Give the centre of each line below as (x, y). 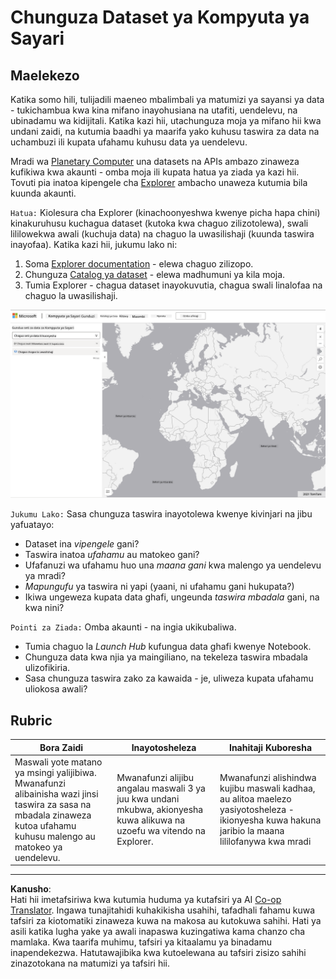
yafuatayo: (32, 525)
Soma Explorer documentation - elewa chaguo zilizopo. (139, 264)
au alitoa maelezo (255, 799)
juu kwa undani (148, 799)
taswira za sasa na (53, 804)
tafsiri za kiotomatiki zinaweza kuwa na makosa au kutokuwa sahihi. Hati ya (166, 921)
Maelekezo (45, 75)
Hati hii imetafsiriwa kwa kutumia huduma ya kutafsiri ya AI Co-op (146, 900)
